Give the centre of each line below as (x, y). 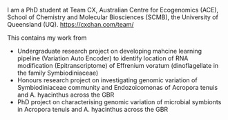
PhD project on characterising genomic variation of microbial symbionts (119, 102)
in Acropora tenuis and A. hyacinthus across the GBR (93, 109)
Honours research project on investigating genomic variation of (107, 80)
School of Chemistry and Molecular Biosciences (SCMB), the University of (113, 17)
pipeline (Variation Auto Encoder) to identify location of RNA (103, 58)
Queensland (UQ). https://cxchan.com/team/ (70, 24)
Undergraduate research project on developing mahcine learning (110, 51)
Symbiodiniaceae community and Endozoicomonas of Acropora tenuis (117, 87)
